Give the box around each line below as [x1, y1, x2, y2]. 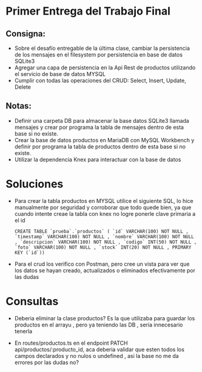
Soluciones [5, 177, 64, 191]
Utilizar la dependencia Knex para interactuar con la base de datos [14, 156, 181, 163]
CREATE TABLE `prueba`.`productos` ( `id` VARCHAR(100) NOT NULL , [14, 228, 189, 235]
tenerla [14, 327, 33, 335]
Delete [14, 83, 32, 91]
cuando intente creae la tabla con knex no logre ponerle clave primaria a [14, 210, 196, 217]
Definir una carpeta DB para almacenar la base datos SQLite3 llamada [14, 117, 189, 124]
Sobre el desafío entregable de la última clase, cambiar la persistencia [14, 44, 190, 52]
